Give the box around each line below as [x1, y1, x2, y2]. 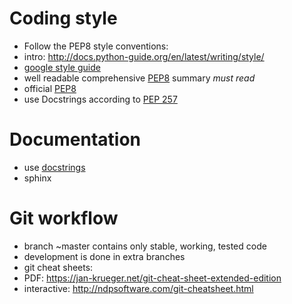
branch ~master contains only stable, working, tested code [23, 240, 267, 252]
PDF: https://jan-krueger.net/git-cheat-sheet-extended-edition [23, 272, 282, 284]
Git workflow [9, 207, 119, 230]
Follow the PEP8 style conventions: [23, 40, 169, 52]
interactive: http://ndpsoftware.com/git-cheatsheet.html [23, 282, 254, 294]
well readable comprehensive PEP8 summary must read [23, 72, 256, 84]
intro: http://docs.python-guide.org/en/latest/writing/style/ [23, 50, 265, 62]
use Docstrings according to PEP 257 [23, 93, 178, 105]
